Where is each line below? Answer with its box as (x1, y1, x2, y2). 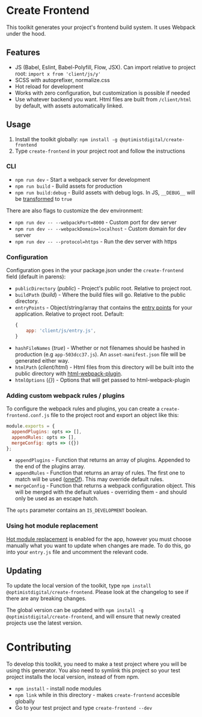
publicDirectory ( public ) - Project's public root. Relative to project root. (14, 285, 192, 292)
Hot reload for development (14, 83, 84, 90)
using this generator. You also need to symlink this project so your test (6, 666, 180, 674)
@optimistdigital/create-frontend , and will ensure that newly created (6, 613, 181, 620)
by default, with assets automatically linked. (14, 102, 124, 109)
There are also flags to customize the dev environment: (6, 206, 143, 214)
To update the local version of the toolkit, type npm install (6, 582, 151, 589)
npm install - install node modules (14, 684, 102, 692)
